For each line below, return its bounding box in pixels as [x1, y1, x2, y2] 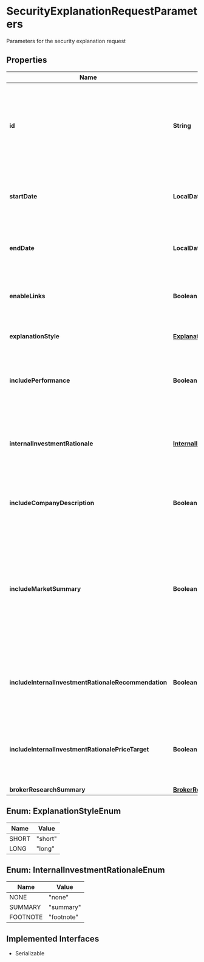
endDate [9, 243, 35, 252]
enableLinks [9, 291, 46, 300]
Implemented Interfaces [6, 933, 100, 944]
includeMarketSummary [9, 584, 81, 593]
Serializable [15, 950, 45, 957]
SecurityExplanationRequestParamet [6, 4, 198, 18]
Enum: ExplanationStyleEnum [6, 806, 121, 817]
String [172, 121, 191, 130]
